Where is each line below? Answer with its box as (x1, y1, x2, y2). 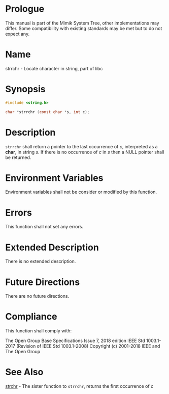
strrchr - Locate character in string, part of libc (5, 65, 103, 71)
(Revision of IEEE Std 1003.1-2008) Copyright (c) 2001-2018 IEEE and (16, 343, 160, 349)
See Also (5, 366, 44, 378)
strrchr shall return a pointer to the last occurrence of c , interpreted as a (5, 143, 158, 149)
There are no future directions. (5, 293, 70, 299)
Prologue (5, 3, 45, 15)
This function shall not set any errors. (5, 224, 84, 230)
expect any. (5, 31, 29, 37)
